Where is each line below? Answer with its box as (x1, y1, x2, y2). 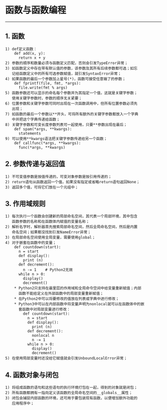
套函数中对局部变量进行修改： (18, 307, 71, 312)
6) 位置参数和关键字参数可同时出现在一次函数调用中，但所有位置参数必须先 (5, 101, 138, 106)
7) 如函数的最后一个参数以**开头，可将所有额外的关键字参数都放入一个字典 (5, 112, 139, 117)
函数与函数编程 (5, 4, 67, 16)
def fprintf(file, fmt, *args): (14, 81, 81, 86)
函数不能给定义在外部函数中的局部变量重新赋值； (18, 291, 104, 296)
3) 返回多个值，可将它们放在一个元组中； (5, 185, 79, 190)
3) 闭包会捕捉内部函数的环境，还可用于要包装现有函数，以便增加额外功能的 (5, 396, 138, 401)
